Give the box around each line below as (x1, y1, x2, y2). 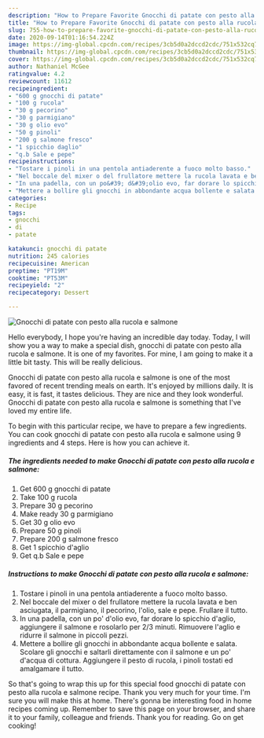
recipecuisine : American (8, 259, 90, 267)
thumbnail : (8, 48, 44, 56)
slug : (8, 26, 26, 34)
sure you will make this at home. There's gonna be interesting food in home (8, 696, 252, 705)
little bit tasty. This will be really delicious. (8, 358, 143, 366)
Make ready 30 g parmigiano (19, 509, 114, 519)
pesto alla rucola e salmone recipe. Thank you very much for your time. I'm (8, 687, 251, 696)
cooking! (8, 721, 37, 730)
